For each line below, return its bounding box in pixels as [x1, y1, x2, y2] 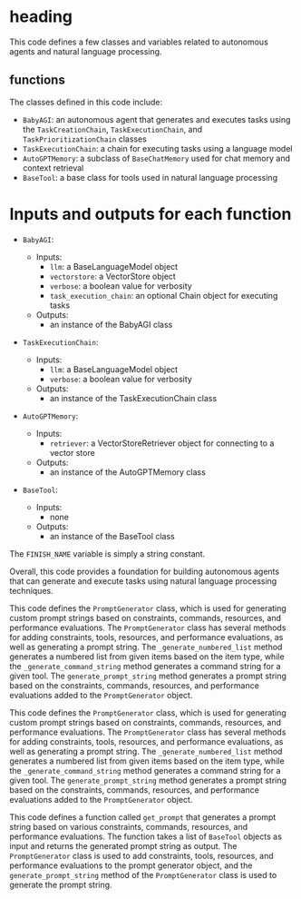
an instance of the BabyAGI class [49, 319, 173, 330]
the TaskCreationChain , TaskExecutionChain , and [22, 123, 202, 134]
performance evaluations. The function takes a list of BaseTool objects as [9, 831, 283, 842]
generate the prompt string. [9, 879, 112, 890]
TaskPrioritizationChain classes [22, 133, 147, 144]
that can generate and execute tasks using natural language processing [9, 575, 277, 587]
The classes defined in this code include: [9, 96, 163, 107]
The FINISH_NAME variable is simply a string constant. [9, 548, 206, 559]
